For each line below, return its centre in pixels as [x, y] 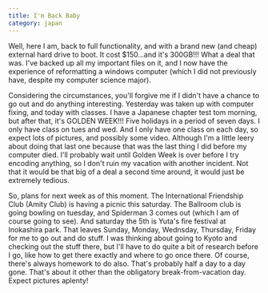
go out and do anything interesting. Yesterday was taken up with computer [131, 104]
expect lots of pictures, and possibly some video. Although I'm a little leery [131, 137]
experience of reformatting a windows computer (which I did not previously [133, 71]
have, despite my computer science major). [80, 80]
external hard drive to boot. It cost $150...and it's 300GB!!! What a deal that [132, 54]
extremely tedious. [39, 180]
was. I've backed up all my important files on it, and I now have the [118, 63]
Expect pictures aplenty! [48, 280]
